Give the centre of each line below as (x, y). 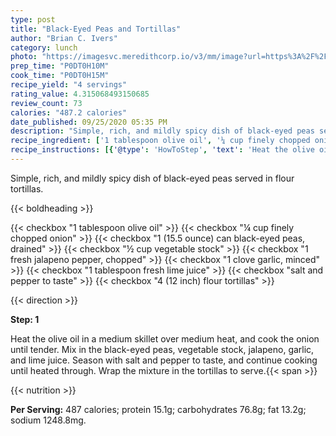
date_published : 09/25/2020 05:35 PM (89, 122)
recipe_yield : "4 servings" (69, 85)
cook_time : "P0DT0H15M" (60, 76)
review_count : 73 (46, 103)
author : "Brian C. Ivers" (64, 38)
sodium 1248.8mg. (48, 420)
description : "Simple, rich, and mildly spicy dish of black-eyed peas (162, 131)
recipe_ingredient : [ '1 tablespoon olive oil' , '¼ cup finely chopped (160, 141)
